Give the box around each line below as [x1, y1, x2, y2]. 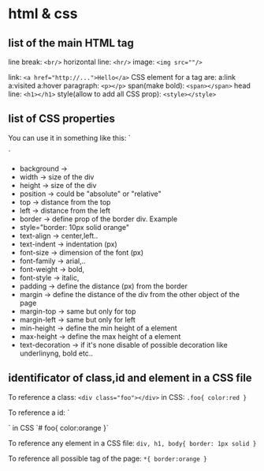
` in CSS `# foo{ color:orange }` [8, 423, 109, 432]
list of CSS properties [8, 112, 116, 126]
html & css [8, 5, 78, 23]
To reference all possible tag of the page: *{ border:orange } [8, 454, 207, 463]
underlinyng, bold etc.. [19, 349, 93, 358]
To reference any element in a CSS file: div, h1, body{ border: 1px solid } [8, 438, 257, 447]
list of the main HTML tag [8, 36, 134, 50]
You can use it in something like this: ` [8, 133, 132, 142]
